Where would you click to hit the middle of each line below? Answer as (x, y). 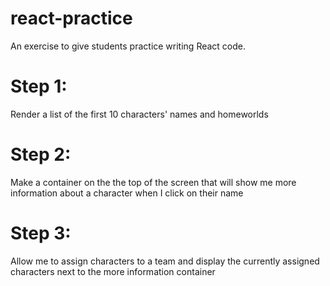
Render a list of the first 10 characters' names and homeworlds (139, 114)
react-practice (71, 18)
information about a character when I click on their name (127, 193)
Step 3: (41, 233)
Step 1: (39, 86)
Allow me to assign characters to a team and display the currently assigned (165, 261)
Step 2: (41, 154)
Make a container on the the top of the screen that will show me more (153, 182)
